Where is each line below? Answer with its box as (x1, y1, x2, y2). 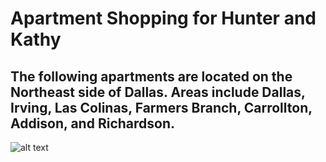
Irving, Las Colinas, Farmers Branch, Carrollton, (10, 99, 313, 116)
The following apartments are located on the (10, 68, 293, 85)
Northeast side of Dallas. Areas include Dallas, (10, 83, 306, 101)
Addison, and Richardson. (10, 115, 176, 132)
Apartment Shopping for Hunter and (10, 7, 317, 30)
